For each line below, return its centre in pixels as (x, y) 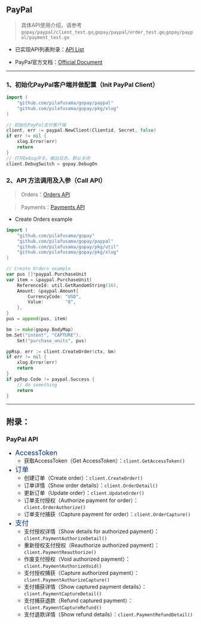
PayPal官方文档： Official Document (59, 62)
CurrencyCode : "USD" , (55, 296)
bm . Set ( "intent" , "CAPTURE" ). (44, 335)
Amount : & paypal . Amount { (48, 291)
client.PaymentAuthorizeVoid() (63, 567)
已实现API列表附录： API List (49, 49)
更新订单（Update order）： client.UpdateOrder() (84, 493)
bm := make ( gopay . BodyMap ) (40, 329)
